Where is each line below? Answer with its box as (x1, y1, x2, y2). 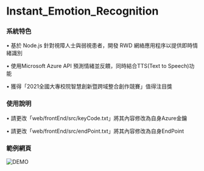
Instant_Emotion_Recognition (6, 4, 159, 18)
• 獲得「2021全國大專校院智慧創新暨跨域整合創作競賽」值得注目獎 (6, 83, 172, 90)
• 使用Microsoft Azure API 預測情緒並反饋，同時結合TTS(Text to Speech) (6, 62, 189, 70)
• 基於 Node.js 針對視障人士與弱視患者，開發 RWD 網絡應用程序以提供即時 (6, 42, 193, 49)
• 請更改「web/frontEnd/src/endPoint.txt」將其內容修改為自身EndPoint (6, 127, 185, 135)
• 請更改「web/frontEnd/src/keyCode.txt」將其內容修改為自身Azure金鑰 (6, 114, 188, 122)
